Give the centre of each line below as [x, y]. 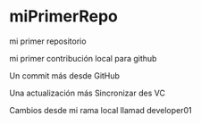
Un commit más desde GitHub [65, 75]
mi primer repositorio [48, 41]
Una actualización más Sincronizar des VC [87, 93]
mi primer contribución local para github [83, 58]
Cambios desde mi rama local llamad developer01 [100, 110]
